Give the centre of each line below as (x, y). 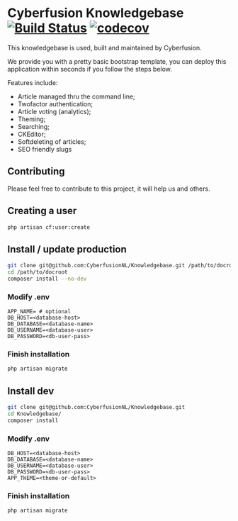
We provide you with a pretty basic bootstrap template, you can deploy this (117, 61)
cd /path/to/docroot (38, 272)
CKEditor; (32, 134)
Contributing (36, 172)
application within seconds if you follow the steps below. (90, 69)
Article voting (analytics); (54, 111)
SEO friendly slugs (45, 149)
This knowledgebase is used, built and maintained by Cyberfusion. (104, 47)
